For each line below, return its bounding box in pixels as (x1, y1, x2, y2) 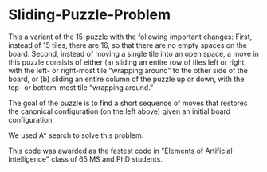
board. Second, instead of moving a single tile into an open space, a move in (8, 49, 259, 58)
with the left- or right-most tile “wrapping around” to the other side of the (8, 65, 249, 75)
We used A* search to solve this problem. (8, 130, 144, 140)
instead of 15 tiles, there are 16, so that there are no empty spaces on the (8, 40, 247, 49)
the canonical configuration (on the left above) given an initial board (8, 106, 231, 116)
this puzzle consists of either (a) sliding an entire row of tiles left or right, (8, 57, 247, 67)
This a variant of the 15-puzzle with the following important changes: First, (8, 32, 253, 41)
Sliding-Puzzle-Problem (8, 6, 171, 24)
